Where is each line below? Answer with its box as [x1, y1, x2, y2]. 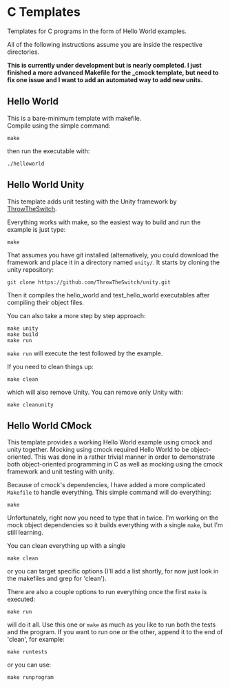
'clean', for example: [7, 636, 65, 644]
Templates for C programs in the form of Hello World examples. [7, 27, 187, 35]
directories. [7, 48, 40, 56]
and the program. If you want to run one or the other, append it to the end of [7, 628, 223, 636]
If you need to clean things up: [7, 362, 94, 371]
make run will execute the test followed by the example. [7, 349, 163, 357]
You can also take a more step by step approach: [7, 311, 146, 320]
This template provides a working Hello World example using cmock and [7, 438, 213, 446]
